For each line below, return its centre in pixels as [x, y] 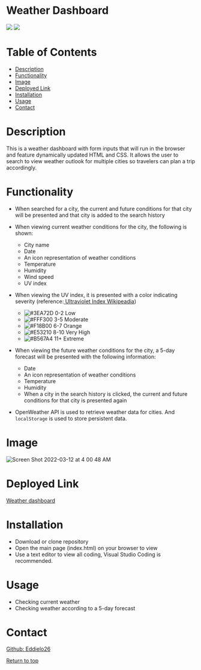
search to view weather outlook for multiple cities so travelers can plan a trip [101, 161]
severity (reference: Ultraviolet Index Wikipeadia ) [76, 301]
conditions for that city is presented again [75, 400]
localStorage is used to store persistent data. [71, 418]
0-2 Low [65, 313]
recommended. [34, 560]
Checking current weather [47, 602]
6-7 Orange [67, 325]
